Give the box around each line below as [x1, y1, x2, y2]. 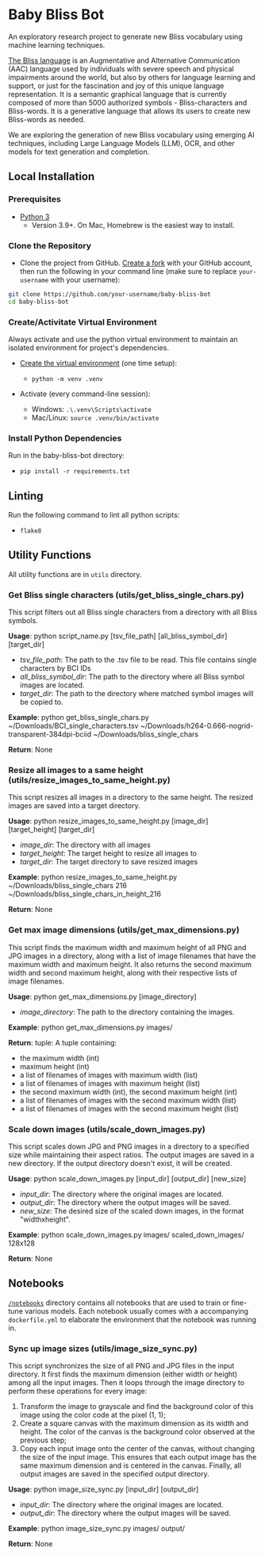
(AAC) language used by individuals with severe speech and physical [8, 64, 234, 73]
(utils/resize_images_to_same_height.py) [8, 775, 171, 786]
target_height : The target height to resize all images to [19, 849, 197, 858]
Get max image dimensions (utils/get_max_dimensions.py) [8, 925, 240, 936]
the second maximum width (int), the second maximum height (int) [19, 1087, 238, 1096]
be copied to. [19, 697, 63, 707]
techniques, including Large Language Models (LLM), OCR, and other [8, 138, 236, 148]
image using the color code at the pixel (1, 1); [19, 1411, 167, 1420]
